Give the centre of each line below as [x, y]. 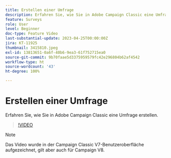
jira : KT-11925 [21, 43]
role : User [17, 24]
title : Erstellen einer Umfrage [39, 10]
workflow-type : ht [25, 62]
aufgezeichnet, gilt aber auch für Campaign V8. [55, 150]
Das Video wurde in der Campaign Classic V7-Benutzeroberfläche [75, 144]
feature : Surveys [24, 19]
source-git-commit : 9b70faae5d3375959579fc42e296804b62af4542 [73, 57]
